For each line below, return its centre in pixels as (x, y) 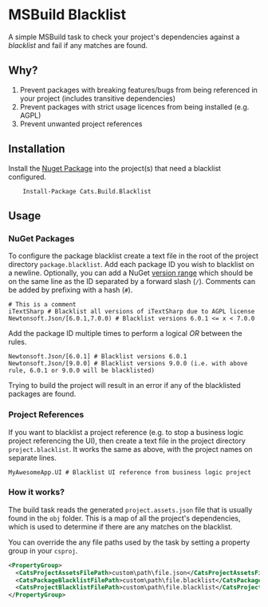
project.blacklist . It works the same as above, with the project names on (130, 449)
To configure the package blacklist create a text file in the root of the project (134, 256)
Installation (37, 149)
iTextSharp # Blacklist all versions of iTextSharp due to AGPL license (132, 312)
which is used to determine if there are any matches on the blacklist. (120, 526)
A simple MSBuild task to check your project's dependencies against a (124, 37)
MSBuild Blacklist (67, 15)
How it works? (37, 492)
